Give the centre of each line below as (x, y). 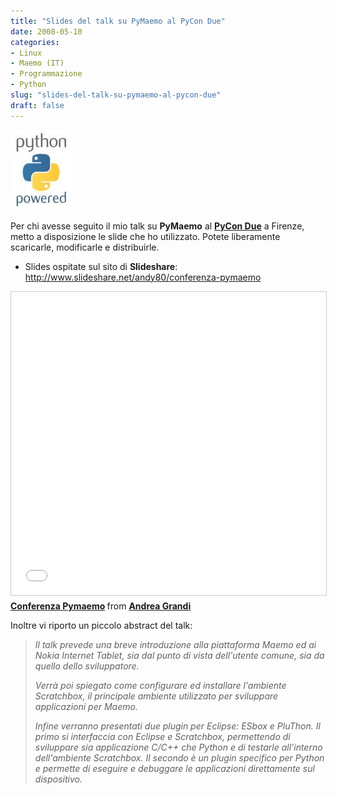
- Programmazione (46, 74)
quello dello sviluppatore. (87, 666)
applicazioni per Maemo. (86, 706)
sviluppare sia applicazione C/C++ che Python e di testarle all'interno (178, 747)
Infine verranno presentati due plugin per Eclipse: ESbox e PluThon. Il (177, 726)
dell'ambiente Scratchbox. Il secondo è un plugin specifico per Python (179, 757)
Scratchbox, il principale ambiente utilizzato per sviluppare (156, 696)
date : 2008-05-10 (46, 31)
